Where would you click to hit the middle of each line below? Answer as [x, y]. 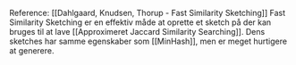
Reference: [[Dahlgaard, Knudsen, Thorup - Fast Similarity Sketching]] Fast [148, 13]
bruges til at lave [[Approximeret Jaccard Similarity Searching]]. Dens [137, 32]
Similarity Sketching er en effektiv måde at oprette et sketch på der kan [140, 22]
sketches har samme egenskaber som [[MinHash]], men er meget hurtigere [148, 41]
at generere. [32, 51]
